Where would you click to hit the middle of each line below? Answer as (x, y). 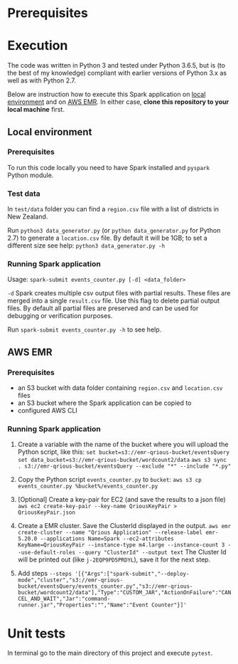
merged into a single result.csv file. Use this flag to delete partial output (114, 301)
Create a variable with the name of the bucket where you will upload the (123, 444)
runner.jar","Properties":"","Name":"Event (83, 605)
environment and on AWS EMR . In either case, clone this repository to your (118, 102)
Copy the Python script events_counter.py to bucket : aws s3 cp (110, 480)
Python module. (31, 175)
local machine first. (36, 110)
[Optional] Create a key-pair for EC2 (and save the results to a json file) (121, 500)
